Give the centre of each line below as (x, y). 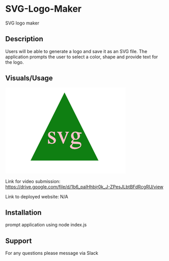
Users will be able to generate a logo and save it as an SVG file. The (76, 51)
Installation (23, 212)
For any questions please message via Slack (52, 253)
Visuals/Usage (29, 78)
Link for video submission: (33, 181)
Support (19, 241)
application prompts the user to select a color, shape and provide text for (82, 57)
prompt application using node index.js (46, 225)
